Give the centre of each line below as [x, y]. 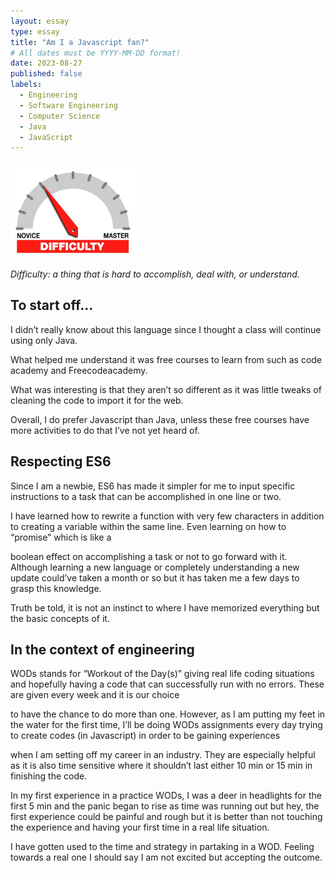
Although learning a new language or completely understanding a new [155, 567]
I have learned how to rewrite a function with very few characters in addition [167, 516]
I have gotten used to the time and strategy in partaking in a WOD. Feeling [162, 847]
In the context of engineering [102, 650]
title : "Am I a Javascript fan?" [80, 42]
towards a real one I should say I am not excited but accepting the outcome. [166, 857]
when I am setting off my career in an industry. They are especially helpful [163, 755]
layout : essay [40, 21]
